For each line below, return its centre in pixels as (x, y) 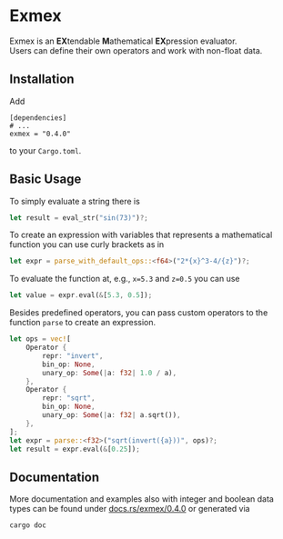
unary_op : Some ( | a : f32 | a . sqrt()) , (111, 415)
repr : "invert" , (73, 355)
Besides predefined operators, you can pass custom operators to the (139, 313)
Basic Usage (45, 180)
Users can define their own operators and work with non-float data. (136, 50)
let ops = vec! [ (40, 339)
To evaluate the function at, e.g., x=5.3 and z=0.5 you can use (125, 279)
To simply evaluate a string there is (75, 201)
